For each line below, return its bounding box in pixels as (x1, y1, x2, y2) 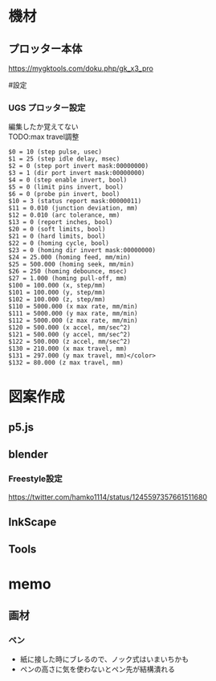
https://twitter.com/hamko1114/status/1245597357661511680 (8, 491, 207, 502)
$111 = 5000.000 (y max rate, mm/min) (8, 310, 138, 318)
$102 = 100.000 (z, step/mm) (8, 296, 106, 304)
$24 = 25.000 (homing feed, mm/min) (8, 254, 131, 262)
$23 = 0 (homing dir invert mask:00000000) (8, 247, 157, 255)
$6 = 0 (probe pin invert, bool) (8, 190, 120, 198)
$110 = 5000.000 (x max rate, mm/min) (8, 303, 138, 311)
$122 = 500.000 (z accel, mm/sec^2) (8, 338, 131, 346)
